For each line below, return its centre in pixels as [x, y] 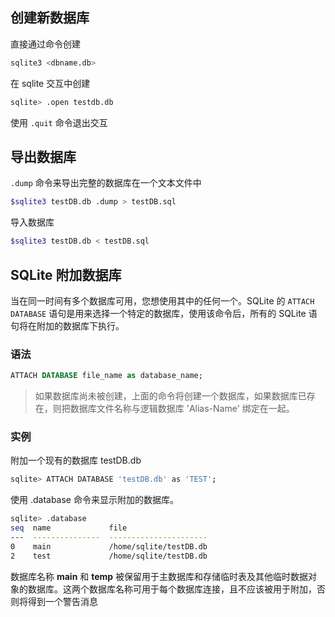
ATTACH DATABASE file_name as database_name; [106, 376]
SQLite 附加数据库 [66, 274]
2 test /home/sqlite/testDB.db [109, 556]
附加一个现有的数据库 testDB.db [76, 460]
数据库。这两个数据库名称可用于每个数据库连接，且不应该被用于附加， [172, 589]
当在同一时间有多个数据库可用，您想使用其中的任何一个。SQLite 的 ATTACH [162, 300]
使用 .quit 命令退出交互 [59, 122]
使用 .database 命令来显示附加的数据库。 [94, 500]
